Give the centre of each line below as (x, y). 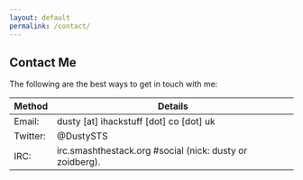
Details (173, 106)
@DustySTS (83, 136)
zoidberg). (79, 162)
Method (31, 106)
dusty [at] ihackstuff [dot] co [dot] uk (136, 121)
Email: (27, 121)
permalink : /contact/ (50, 26)
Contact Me (43, 63)
